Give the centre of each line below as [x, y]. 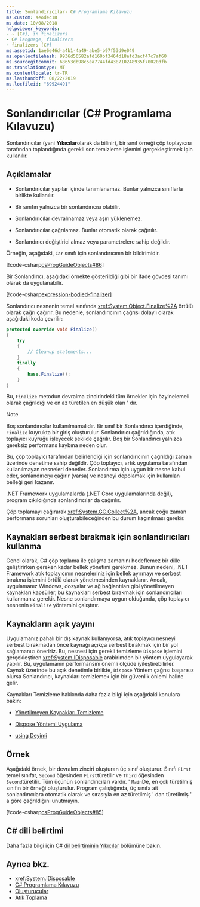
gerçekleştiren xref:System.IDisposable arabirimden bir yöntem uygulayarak [99, 658]
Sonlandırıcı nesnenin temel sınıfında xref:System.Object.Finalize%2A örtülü [99, 306]
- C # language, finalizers [40, 39]
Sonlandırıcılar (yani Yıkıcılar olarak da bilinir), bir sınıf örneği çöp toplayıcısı [99, 143]
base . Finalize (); [49, 374]
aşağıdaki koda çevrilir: [35, 318]
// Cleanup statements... [60, 352]
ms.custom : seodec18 [32, 17]
